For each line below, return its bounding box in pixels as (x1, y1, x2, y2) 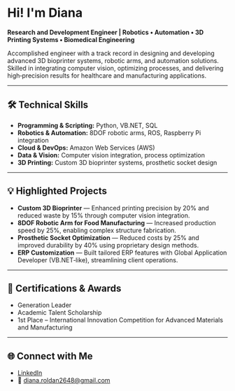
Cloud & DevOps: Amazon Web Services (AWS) (17, 143, 155, 152)
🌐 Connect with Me (7, 350, 93, 362)
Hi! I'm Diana (7, 5, 83, 21)
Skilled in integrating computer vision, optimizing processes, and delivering (7, 64, 224, 72)
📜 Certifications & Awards (7, 282, 122, 294)
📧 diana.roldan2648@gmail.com (17, 376, 111, 385)
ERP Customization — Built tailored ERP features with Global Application (17, 248, 227, 257)
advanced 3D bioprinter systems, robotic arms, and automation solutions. (7, 56, 219, 64)
